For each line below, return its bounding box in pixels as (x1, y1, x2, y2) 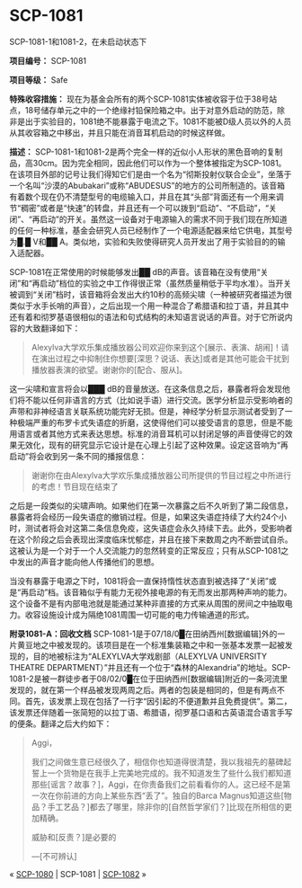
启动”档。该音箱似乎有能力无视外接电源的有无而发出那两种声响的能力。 (28, 586, 292, 598)
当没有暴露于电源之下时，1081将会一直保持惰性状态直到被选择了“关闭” (9, 575, 270, 586)
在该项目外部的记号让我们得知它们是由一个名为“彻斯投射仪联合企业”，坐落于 (9, 168, 292, 180)
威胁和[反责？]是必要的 (31, 831, 117, 842)
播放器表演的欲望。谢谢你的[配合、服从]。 (31, 364, 188, 375)
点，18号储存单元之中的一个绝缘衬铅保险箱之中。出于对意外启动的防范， (9, 104, 278, 115)
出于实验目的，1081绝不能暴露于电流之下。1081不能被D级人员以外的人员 (24, 116, 292, 127)
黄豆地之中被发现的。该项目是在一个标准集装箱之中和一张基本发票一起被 (16, 639, 285, 650)
